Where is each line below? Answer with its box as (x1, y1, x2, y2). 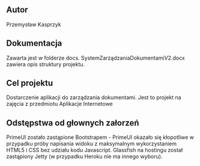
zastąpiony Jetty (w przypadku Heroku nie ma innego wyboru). (6, 153, 163, 160)
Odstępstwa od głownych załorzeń (6, 117, 139, 128)
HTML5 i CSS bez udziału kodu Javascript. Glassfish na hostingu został (6, 147, 183, 154)
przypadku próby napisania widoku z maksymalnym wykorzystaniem (6, 140, 177, 147)
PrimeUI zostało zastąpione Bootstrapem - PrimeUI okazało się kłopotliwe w (6, 134, 194, 141)
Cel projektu (6, 78, 53, 88)
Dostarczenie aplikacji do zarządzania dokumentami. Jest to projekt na (6, 94, 181, 101)
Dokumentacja (6, 38, 62, 49)
